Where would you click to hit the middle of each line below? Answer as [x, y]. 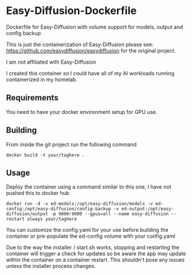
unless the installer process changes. [51, 266]
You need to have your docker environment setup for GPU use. [82, 112]
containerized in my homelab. [42, 79]
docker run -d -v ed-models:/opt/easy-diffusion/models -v [80, 204]
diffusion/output [27, 214]
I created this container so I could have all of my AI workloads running [90, 73]
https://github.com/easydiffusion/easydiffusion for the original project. [91, 50]
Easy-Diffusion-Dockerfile [71, 11]
